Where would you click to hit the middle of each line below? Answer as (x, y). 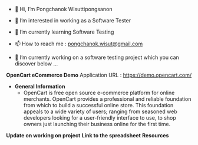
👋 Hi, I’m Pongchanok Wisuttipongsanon (63, 9)
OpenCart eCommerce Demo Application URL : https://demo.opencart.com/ (99, 75)
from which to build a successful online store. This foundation (98, 105)
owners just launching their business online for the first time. (97, 124)
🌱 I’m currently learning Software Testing (64, 32)
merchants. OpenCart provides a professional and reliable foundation (107, 99)
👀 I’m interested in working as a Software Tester (73, 20)
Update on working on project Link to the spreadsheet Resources (88, 135)
